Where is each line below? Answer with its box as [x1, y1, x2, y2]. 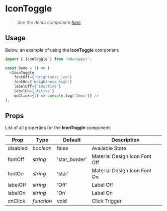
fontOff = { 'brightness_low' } [14, 75, 72, 80]
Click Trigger [91, 198, 122, 205]
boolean [32, 145, 52, 152]
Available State [91, 145, 127, 152]
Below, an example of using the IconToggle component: [5, 47, 120, 53]
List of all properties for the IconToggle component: [5, 125, 111, 131]
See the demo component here [17, 19, 81, 25]
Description [111, 137, 140, 143]
